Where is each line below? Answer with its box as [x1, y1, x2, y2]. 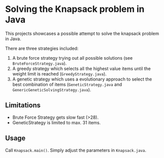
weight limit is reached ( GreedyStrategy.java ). [12, 71, 107, 77]
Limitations [5, 101, 41, 110]
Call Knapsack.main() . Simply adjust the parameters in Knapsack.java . [5, 147, 147, 153]
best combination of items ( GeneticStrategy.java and [12, 81, 122, 87]
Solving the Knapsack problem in [5, 3, 145, 15]
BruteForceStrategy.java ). [12, 60, 67, 66]
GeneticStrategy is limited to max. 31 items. [12, 119, 101, 125]
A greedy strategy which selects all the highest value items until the [12, 66, 151, 72]
